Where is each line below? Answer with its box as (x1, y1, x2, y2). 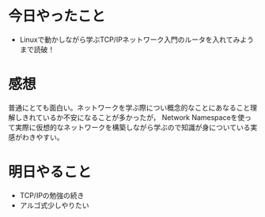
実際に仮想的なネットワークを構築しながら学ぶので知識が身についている (14, 122, 251, 132)
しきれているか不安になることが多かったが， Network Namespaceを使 (14, 112, 245, 122)
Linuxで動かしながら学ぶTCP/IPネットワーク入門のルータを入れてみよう (19, 35, 255, 44)
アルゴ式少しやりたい (19, 200, 89, 210)
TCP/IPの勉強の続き (19, 190, 85, 200)
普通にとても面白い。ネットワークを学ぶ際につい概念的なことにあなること (8, 103, 251, 112)
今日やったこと (8, 7, 106, 25)
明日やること (8, 163, 93, 181)
